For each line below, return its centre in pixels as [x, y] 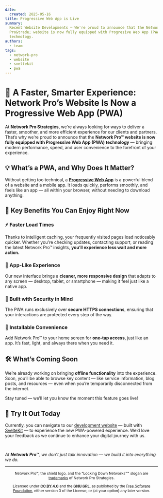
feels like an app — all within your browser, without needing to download [78, 190]
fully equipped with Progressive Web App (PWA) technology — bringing [79, 142]
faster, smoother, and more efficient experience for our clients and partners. [81, 132]
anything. [15, 195]
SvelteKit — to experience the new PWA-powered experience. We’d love [77, 430]
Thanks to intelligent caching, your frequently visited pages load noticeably [80, 237]
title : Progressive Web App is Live [42, 19]
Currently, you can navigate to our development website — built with [73, 425]
